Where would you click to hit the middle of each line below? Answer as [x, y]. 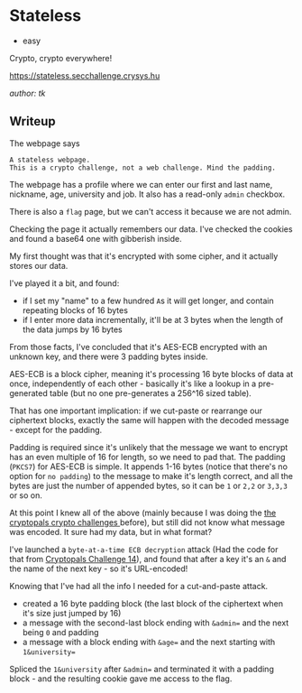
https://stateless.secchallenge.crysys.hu [85, 75]
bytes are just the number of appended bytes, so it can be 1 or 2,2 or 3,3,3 [149, 485]
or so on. [26, 495]
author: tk [27, 93]
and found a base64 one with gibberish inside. [96, 238]
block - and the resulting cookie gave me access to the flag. [121, 679]
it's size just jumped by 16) [72, 613]
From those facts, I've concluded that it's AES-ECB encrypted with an [138, 346]
